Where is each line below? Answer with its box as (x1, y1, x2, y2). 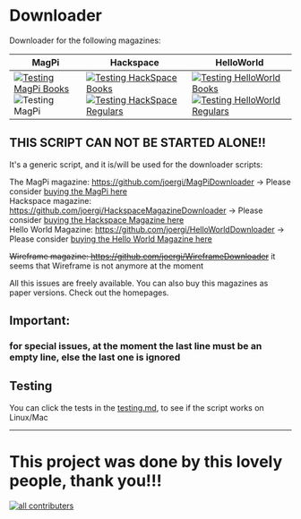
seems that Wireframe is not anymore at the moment (9, 260, 204, 271)
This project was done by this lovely (9, 452, 283, 472)
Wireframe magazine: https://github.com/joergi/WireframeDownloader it (9, 251, 276, 261)
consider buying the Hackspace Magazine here (9, 214, 185, 225)
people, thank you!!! (9, 471, 163, 491)
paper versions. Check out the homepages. (9, 287, 169, 298)
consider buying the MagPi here (9, 185, 128, 197)
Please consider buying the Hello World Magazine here (9, 234, 212, 244)
